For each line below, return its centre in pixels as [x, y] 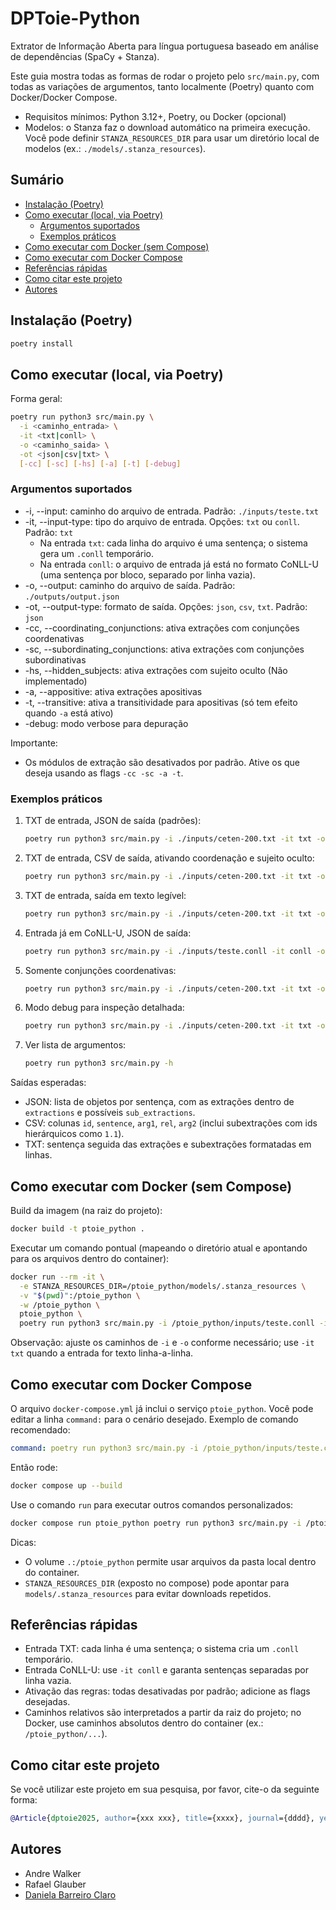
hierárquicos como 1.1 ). [74, 1134]
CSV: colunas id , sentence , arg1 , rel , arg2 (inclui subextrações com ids [171, 1123]
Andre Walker [53, 1873]
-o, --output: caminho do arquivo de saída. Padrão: [130, 585]
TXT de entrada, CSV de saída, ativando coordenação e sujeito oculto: [169, 858]
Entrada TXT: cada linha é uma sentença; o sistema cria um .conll [162, 1649]
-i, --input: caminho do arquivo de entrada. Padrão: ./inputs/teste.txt [171, 511]
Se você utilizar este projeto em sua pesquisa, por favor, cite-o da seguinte [165, 1789]
